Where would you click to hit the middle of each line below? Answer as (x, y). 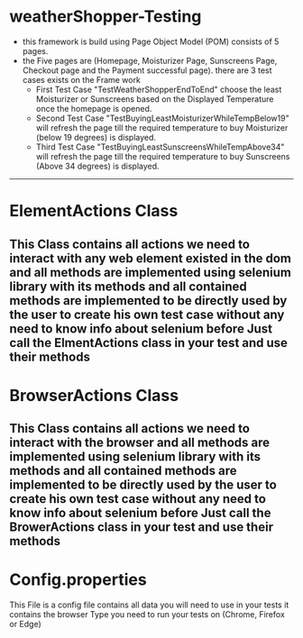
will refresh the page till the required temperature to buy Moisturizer (162, 127)
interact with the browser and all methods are (140, 443)
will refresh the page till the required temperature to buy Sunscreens (163, 156)
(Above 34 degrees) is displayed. (97, 166)
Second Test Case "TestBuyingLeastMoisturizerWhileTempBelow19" (163, 118)
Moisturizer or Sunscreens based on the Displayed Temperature (155, 99)
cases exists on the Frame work (82, 79)
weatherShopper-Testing (106, 17)
